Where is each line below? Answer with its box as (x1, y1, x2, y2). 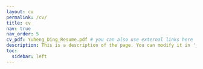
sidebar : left (11, 53, 47, 59)
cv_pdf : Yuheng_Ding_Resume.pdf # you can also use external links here (6, 37, 193, 43)
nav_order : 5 (6, 31, 39, 37)
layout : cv (6, 8, 34, 15)
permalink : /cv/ (6, 14, 47, 20)
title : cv (6, 20, 31, 26)
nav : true (6, 25, 31, 32)
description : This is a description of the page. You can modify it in (6, 43, 190, 49)
